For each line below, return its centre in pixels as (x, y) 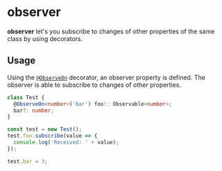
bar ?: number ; (34, 111)
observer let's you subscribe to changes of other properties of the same (111, 31)
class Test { (26, 97)
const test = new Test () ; (44, 129)
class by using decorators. (45, 38)
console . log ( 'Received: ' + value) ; (66, 142)
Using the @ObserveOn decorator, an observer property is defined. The (106, 77)
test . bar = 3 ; (28, 161)
